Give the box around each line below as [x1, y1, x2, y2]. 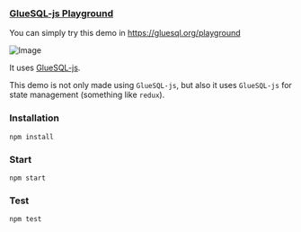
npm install [9, 132, 54, 141]
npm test [9, 215, 42, 224]
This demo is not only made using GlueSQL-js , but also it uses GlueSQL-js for [9, 80, 292, 91]
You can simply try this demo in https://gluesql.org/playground [9, 28, 241, 39]
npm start [9, 174, 47, 183]
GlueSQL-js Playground [9, 7, 114, 20]
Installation [9, 112, 60, 124]
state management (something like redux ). [9, 89, 165, 101]
